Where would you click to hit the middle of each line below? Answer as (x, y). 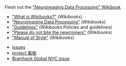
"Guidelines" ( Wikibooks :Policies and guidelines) (62, 27)
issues (18, 47)
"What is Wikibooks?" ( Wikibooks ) (47, 16)
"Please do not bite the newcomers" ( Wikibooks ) (62, 32)
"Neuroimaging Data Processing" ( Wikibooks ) (59, 22)
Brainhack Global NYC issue (41, 58)
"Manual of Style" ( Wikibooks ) (43, 37)
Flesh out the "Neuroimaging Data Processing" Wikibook (63, 7)
